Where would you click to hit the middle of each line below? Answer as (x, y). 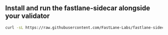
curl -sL (14, 27)
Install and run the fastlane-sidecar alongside (78, 8)
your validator (27, 16)
